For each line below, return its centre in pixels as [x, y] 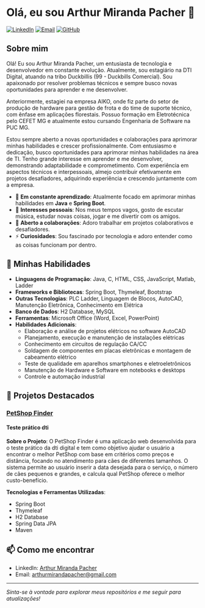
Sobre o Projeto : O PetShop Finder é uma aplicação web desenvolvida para [101, 441]
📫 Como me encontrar [50, 550]
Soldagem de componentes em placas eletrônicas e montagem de [108, 350]
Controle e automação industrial [65, 377]
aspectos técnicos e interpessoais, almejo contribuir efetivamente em [94, 171]
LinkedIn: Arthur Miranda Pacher [56, 568]
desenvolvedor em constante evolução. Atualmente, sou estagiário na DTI [99, 70]
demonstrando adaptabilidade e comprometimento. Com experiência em [98, 165]
